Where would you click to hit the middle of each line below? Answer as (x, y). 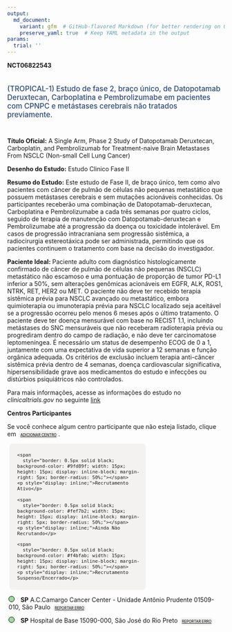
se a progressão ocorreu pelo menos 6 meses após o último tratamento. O (113, 313)
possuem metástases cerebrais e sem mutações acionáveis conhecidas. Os (115, 197)
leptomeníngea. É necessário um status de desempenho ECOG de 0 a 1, (109, 342)
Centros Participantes (39, 413)
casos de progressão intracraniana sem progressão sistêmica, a (98, 233)
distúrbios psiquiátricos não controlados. (65, 379)
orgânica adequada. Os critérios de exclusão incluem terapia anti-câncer (111, 357)
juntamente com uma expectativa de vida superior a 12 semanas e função (112, 349)
